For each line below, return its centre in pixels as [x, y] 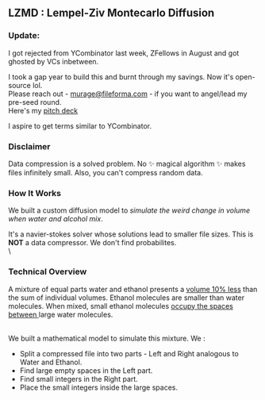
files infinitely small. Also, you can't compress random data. [106, 172]
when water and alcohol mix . [56, 219]
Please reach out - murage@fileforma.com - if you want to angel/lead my [128, 94]
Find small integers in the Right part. [79, 379]
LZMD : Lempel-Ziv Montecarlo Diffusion [111, 13]
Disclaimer [29, 146]
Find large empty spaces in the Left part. [86, 370]
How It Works [35, 193]
